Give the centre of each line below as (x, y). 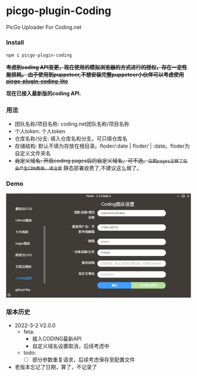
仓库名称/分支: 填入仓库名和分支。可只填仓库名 (71, 139)
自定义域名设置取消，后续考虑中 (71, 346)
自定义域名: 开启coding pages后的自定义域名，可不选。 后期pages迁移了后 (101, 161)
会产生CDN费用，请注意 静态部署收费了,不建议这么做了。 (78, 168)
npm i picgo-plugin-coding (39, 55)
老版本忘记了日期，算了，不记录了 (56, 367)
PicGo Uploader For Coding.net (44, 27)
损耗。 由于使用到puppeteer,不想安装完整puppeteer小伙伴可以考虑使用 (97, 75)
